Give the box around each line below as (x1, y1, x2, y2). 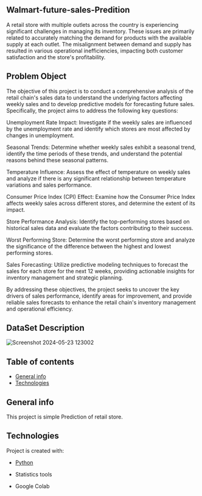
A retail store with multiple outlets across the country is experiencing (6, 21, 178, 28)
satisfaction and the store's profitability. (6, 53, 106, 60)
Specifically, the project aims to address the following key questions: (6, 107, 178, 114)
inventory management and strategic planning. (6, 274, 124, 281)
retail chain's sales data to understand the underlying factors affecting (6, 94, 183, 101)
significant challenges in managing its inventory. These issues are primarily (6, 27, 195, 35)
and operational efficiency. (6, 305, 73, 312)
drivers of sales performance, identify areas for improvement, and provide (6, 292, 192, 300)
